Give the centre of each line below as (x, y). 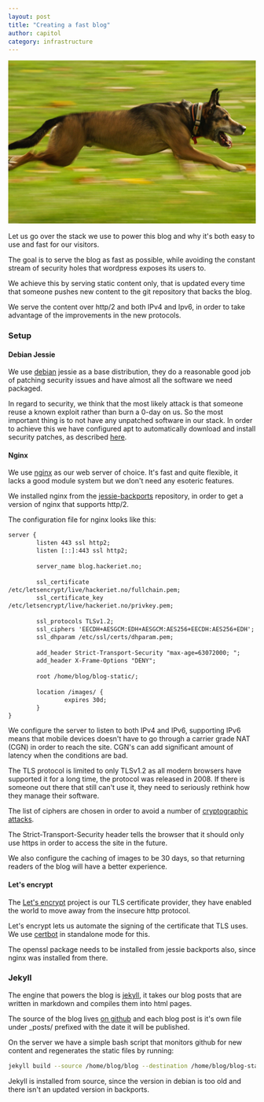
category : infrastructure (50, 42)
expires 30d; (86, 700)
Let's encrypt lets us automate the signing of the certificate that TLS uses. (128, 926)
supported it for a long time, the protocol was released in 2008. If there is (126, 779)
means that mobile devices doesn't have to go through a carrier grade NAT (129, 739)
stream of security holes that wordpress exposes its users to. (107, 268)
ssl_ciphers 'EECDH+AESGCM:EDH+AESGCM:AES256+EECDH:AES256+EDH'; (146, 630)
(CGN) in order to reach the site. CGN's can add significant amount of (121, 748)
